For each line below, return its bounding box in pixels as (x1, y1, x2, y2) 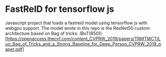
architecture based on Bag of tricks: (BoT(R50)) (5, 30, 102, 36)
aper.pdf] (5, 46, 24, 52)
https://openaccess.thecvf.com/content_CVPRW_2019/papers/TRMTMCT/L (6, 36, 161, 42)
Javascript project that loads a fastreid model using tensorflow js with (5, 20, 148, 26)
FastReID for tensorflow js (5, 3, 114, 15)
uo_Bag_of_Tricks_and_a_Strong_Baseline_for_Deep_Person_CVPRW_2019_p (5, 41, 162, 47)
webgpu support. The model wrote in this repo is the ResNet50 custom (5, 25, 150, 31)
